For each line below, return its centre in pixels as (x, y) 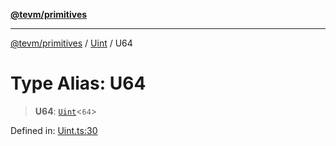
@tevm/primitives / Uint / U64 (71, 43)
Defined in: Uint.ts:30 (54, 130)
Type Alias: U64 (78, 83)
